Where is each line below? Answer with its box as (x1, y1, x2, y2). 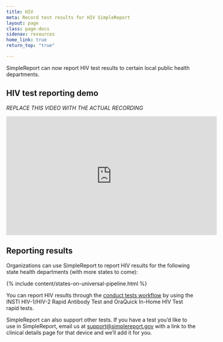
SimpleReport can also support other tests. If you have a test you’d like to (6, 316, 188, 323)
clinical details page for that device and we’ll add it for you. (6, 329, 152, 336)
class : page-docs (6, 25, 50, 32)
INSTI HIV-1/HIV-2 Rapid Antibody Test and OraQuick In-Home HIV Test (6, 298, 183, 305)
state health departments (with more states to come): (6, 268, 138, 275)
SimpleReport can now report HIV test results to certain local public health (6, 64, 191, 71)
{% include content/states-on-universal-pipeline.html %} (6, 280, 147, 287)
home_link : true (6, 37, 47, 43)
